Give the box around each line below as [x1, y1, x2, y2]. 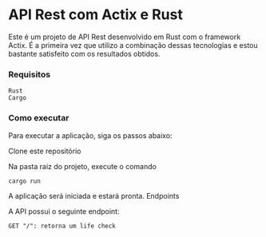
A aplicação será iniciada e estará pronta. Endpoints [8, 191, 180, 200]
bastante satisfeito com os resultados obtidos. [8, 49, 161, 58]
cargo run [8, 177, 42, 185]
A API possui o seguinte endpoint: [8, 206, 120, 216]
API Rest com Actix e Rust [8, 6, 184, 24]
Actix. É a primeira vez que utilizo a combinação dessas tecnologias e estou [8, 40, 258, 49]
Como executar [8, 113, 69, 124]
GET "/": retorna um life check [8, 222, 116, 230]
